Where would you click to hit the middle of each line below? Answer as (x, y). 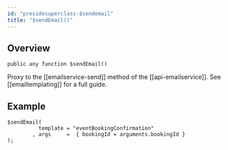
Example (26, 106)
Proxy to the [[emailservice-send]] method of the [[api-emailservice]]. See (114, 77)
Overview (29, 48)
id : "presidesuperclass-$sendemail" (60, 14)
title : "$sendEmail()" (40, 20)
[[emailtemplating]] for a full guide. (57, 85)
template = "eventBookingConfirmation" (96, 128)
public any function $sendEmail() (58, 64)
